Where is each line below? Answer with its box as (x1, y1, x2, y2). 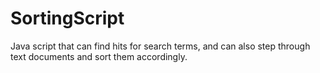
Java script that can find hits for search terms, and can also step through (10, 40, 311, 52)
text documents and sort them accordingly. (10, 50, 188, 62)
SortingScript (10, 7, 125, 30)
